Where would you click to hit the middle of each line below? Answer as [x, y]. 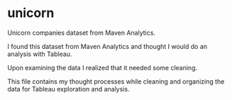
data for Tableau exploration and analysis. [68, 89]
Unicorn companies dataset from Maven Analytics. [82, 33]
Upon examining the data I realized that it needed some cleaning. [103, 67]
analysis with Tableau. [40, 54]
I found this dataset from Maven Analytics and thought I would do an [107, 46]
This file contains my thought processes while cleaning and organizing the [116, 81]
